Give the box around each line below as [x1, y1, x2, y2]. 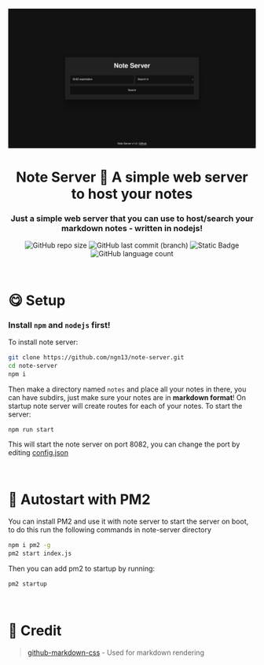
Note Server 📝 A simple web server [15, 168, 249, 186]
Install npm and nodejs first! [8, 320, 111, 331]
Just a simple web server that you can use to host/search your [10, 213, 254, 224]
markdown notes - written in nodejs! [61, 222, 203, 233]
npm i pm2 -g [8, 542, 51, 549]
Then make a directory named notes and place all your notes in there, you [8, 384, 247, 394]
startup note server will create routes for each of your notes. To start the [8, 402, 243, 411]
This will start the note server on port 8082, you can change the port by [8, 439, 240, 449]
